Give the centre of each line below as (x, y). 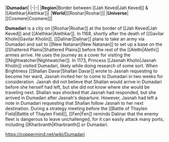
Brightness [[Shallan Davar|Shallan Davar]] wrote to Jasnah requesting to (81, 71)
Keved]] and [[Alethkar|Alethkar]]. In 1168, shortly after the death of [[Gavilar (85, 33)
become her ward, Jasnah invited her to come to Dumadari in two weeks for (84, 76)
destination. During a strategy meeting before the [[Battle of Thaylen (76, 109)
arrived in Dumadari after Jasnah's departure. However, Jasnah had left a (81, 98)
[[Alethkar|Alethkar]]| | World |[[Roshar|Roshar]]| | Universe (66, 13)
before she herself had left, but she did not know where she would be (77, 87)
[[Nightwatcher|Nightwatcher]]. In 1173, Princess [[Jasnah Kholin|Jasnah (81, 60)
